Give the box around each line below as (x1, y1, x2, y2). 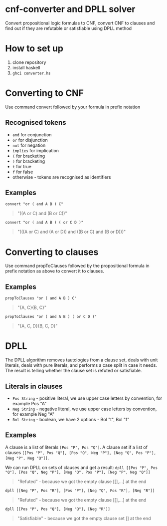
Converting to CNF (5, 87, 84, 99)
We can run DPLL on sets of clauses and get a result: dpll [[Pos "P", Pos (5, 464, 158, 470)
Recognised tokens (5, 118, 66, 127)
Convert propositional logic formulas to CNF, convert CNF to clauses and (5, 20, 155, 26)
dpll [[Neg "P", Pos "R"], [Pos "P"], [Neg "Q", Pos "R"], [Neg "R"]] (5, 488, 155, 493)
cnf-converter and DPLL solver (5, 3, 136, 15)
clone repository (12, 59, 46, 65)
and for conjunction (12, 131, 52, 138)
